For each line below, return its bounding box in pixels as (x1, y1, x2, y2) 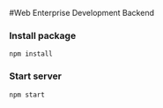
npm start (9, 90, 46, 99)
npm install (9, 50, 53, 58)
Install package (9, 29, 77, 42)
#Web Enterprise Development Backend (9, 8, 154, 18)
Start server (9, 70, 62, 82)
